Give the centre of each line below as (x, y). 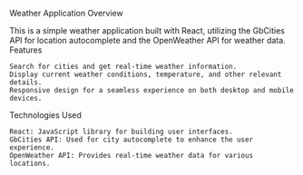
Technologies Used (45, 115)
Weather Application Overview (67, 13)
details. (26, 83)
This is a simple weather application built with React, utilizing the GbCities (147, 30)
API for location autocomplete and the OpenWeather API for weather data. (147, 40)
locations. (30, 163)
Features (26, 50)
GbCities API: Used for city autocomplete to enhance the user (132, 140)
